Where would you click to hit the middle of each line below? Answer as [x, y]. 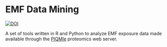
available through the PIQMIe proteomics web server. [61, 39]
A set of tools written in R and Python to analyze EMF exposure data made [84, 33]
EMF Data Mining [42, 9]
